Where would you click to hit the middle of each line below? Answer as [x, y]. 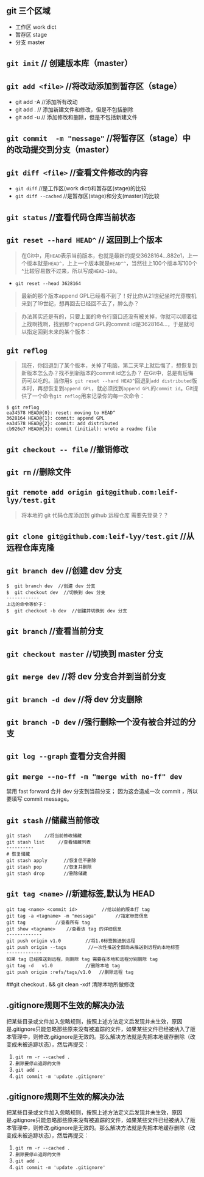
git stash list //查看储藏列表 [49, 842]
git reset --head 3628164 [48, 284]
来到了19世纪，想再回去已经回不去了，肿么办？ [80, 303]
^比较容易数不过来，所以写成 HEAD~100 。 [71, 271]
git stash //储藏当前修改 [53, 820]
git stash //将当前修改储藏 [44, 836]
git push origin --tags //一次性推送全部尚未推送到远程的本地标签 [93, 947]
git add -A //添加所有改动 [46, 102]
